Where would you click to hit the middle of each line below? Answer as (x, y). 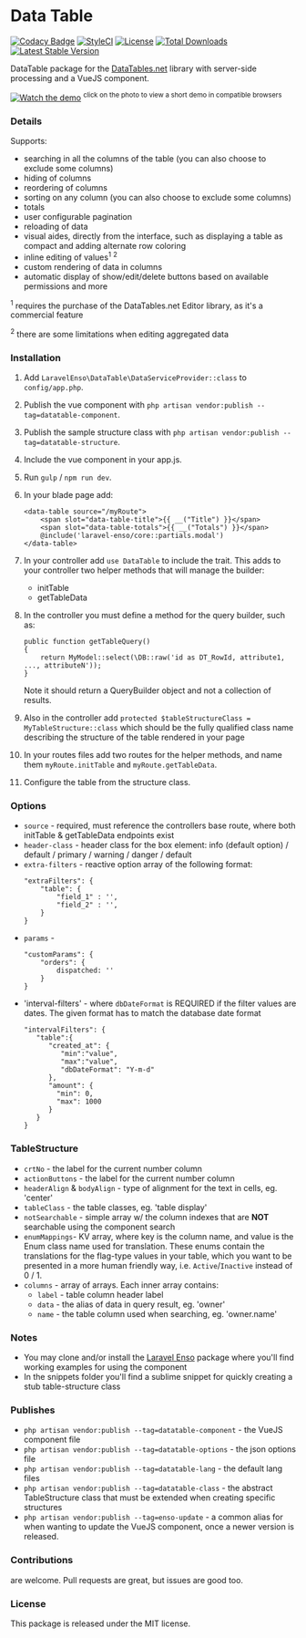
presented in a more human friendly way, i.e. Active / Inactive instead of (158, 1265)
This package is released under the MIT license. (100, 1623)
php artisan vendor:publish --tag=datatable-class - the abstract (148, 1488)
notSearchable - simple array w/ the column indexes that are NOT (146, 1217)
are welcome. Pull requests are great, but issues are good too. (127, 1580)
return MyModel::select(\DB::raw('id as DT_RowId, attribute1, (163, 658)
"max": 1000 (79, 1102)
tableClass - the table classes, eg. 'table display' (115, 1207)
